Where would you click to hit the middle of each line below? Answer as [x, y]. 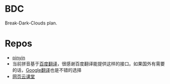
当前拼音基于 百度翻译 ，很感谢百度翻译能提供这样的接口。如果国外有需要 [88, 64]
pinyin [19, 58]
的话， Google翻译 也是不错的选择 [47, 70]
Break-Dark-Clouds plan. [31, 23]
